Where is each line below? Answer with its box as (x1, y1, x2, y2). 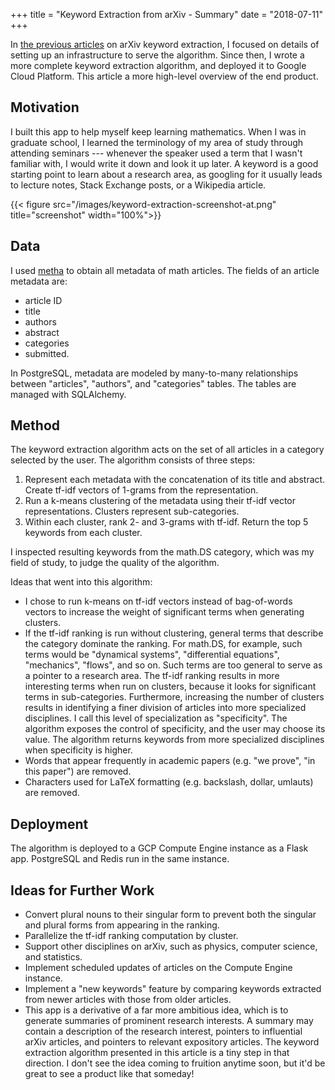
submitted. (24, 347, 70, 359)
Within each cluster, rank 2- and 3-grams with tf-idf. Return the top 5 (24, 516, 309, 528)
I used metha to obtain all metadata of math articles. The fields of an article (10, 264, 320, 276)
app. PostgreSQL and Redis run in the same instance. (10, 853, 230, 865)
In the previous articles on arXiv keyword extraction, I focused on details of (10, 39, 320, 50)
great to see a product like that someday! (24, 1068, 195, 1080)
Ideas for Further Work (10, 882, 155, 899)
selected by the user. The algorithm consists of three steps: (10, 454, 256, 466)
